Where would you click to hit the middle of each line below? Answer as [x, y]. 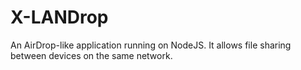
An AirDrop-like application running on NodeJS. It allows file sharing [151, 45]
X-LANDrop [59, 17]
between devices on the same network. [91, 55]
